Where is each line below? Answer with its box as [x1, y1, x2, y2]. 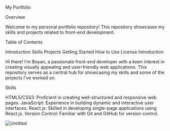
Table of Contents [5, 39, 43, 45]
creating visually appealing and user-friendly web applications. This [5, 64, 147, 70]
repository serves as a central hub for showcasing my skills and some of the [5, 69, 165, 75]
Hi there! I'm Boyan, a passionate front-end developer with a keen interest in [5, 59, 165, 65]
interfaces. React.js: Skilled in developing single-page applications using [5, 105, 157, 111]
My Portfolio [5, 5, 31, 10]
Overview [5, 14, 25, 20]
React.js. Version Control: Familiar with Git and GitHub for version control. [5, 111, 159, 116]
